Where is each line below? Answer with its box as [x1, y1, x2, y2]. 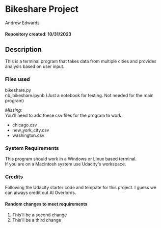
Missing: [5, 107, 23, 113]
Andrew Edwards [5, 20, 40, 26]
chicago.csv [12, 122, 37, 128]
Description [5, 45, 42, 54]
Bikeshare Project [5, 3, 79, 15]
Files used [5, 76, 30, 83]
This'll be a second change [12, 212, 67, 218]
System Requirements [5, 144, 59, 151]
